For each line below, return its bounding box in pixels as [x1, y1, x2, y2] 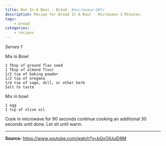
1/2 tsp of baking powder [5, 72, 58, 77]
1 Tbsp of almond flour [5, 67, 54, 72]
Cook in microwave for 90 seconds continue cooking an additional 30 [5, 116, 147, 122]
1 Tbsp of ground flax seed [5, 63, 63, 68]
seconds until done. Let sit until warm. [5, 121, 83, 127]
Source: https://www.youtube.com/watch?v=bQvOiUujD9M [5, 136, 127, 141]
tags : [5, 16, 16, 21]
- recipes [14, 30, 35, 35]
